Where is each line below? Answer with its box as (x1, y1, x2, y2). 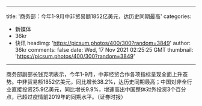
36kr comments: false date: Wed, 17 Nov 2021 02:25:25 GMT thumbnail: (14, 46, 194, 53)
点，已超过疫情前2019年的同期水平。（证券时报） (6, 93, 126, 100)
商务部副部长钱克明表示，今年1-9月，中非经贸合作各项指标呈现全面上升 (6, 70, 183, 78)
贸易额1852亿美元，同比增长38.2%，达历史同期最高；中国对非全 (26, 78, 188, 85)
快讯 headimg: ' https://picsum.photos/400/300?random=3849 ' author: (14, 40, 191, 46)
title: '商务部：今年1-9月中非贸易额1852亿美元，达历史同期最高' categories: (6, 13, 192, 20)
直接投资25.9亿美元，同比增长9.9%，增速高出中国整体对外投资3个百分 (11, 86, 186, 93)
